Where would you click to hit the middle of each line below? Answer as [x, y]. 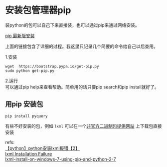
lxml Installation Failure [29, 153]
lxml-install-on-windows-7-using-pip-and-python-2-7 [61, 159]
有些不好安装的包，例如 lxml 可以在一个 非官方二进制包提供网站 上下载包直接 [83, 126]
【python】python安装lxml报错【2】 [43, 148]
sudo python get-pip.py [30, 70]
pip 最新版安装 [20, 35]
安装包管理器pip [38, 10]
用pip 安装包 [24, 104]
